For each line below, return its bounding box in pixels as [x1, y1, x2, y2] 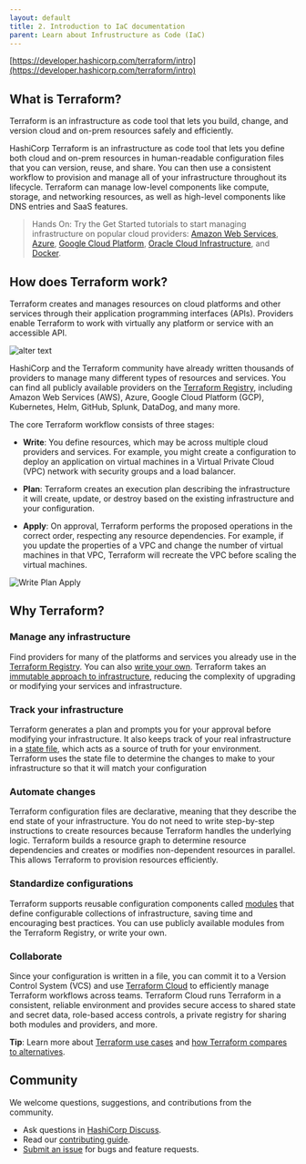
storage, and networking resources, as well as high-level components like [9, 191, 286, 202]
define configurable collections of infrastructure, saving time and [9, 908, 253, 919]
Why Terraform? [9, 603, 105, 619]
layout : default [9, 13, 71, 23]
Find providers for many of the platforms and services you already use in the [9, 651, 297, 662]
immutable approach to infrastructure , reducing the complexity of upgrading [9, 671, 296, 682]
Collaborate [9, 950, 63, 963]
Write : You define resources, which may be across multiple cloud [22, 437, 269, 448]
